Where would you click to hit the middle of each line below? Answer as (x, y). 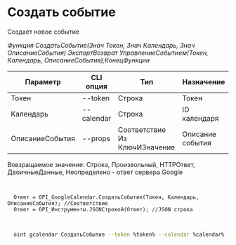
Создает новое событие (43, 32)
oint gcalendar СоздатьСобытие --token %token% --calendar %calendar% (119, 234)
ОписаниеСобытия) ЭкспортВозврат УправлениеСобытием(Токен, (108, 53)
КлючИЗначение (147, 147)
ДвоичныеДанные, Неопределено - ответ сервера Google (95, 172)
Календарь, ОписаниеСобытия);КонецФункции (78, 60)
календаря (201, 118)
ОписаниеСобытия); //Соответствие (58, 203)
